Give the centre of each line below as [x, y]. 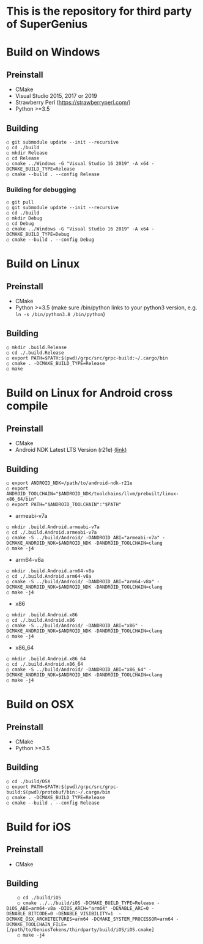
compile [27, 406]
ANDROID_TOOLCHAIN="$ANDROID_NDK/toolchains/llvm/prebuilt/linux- [93, 493]
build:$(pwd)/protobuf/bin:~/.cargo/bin [59, 792]
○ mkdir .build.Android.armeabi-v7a [53, 527]
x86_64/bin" [21, 499]
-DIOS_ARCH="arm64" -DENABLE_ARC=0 [104, 908]
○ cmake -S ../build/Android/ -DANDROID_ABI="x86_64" [76, 669]
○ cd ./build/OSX [28, 781]
